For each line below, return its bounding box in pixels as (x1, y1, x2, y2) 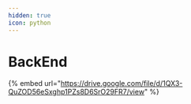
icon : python (8, 19, 51, 27)
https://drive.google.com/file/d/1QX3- (60, 79, 183, 88)
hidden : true (8, 11, 51, 20)
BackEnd (8, 53, 68, 71)
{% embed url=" (8, 79, 62, 88)
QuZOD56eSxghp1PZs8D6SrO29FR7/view (8, 87, 144, 97)
